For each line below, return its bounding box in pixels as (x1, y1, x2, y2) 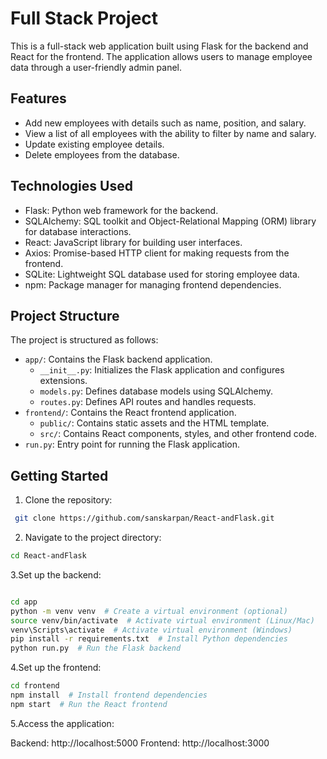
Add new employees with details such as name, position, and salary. (24, 117, 307, 129)
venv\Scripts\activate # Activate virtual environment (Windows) (10, 625, 293, 635)
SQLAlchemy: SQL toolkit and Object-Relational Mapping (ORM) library (24, 215, 317, 227)
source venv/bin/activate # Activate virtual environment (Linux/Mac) (10, 615, 315, 626)
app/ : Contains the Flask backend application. (24, 353, 213, 366)
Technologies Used (10, 178, 133, 195)
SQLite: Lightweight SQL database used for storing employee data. (24, 268, 300, 280)
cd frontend (10, 681, 60, 691)
